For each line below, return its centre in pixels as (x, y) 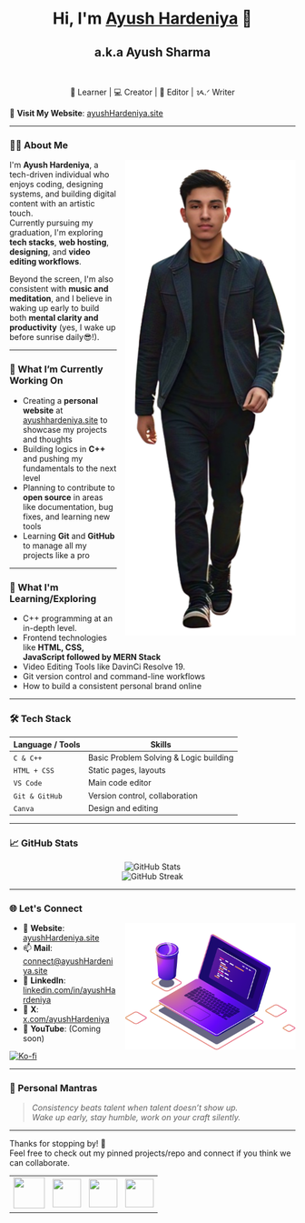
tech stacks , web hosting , (59, 242)
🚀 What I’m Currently (56, 369)
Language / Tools (47, 744)
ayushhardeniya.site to (65, 420)
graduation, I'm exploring (56, 233)
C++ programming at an (68, 618)
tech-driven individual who (59, 175)
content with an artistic (52, 204)
